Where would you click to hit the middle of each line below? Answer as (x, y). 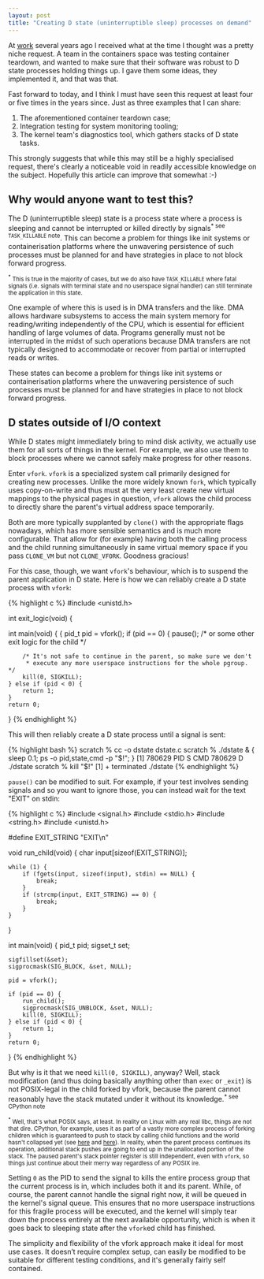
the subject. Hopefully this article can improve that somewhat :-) (113, 175)
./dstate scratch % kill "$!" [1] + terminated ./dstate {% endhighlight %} (123, 767)
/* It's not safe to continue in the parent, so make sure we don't (137, 656)
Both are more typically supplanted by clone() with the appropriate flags (126, 522)
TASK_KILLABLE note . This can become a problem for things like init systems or (129, 237)
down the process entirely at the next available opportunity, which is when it (132, 1219)
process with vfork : (40, 588)
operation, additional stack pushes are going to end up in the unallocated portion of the (126, 1149)
